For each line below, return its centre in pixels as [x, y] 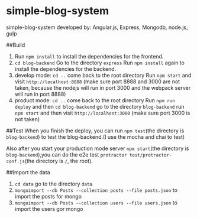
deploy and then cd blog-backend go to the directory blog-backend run [99, 106]
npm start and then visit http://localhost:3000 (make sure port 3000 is [102, 113]
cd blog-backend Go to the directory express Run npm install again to [99, 63]
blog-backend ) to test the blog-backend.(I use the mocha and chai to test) [96, 136]
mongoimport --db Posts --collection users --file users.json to [96, 203]
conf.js [16, 161]
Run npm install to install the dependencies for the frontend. [89, 56]
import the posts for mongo [48, 196]
